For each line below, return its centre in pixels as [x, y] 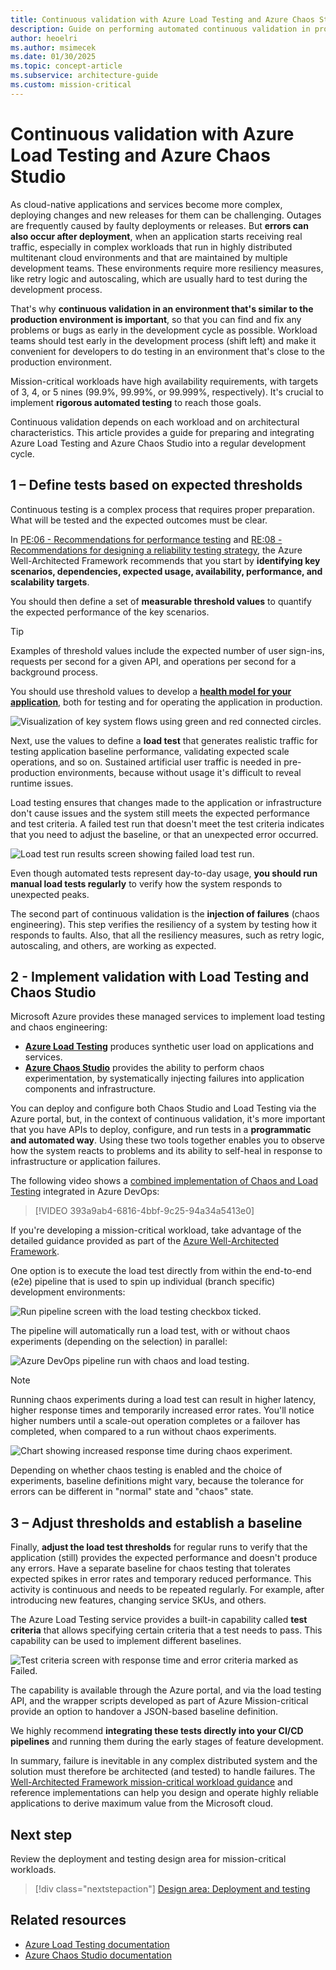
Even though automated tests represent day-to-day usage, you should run [164, 873]
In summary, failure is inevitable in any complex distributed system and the [164, 1761]
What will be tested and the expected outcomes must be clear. [139, 520]
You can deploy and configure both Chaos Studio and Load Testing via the [163, 1108]
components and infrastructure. [90, 1089]
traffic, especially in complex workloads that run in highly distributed [151, 247]
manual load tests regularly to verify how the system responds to [146, 883]
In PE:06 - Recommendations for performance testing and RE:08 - [146, 539]
